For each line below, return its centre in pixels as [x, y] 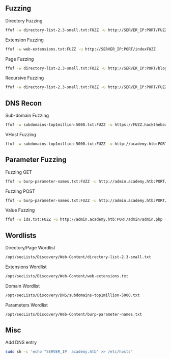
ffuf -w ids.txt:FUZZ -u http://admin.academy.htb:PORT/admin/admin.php [84, 220]
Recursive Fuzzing [25, 78]
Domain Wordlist [23, 286]
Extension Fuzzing [25, 40]
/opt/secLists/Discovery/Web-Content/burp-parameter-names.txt [74, 314]
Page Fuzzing [20, 59]
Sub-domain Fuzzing [27, 116]
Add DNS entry [21, 342]
